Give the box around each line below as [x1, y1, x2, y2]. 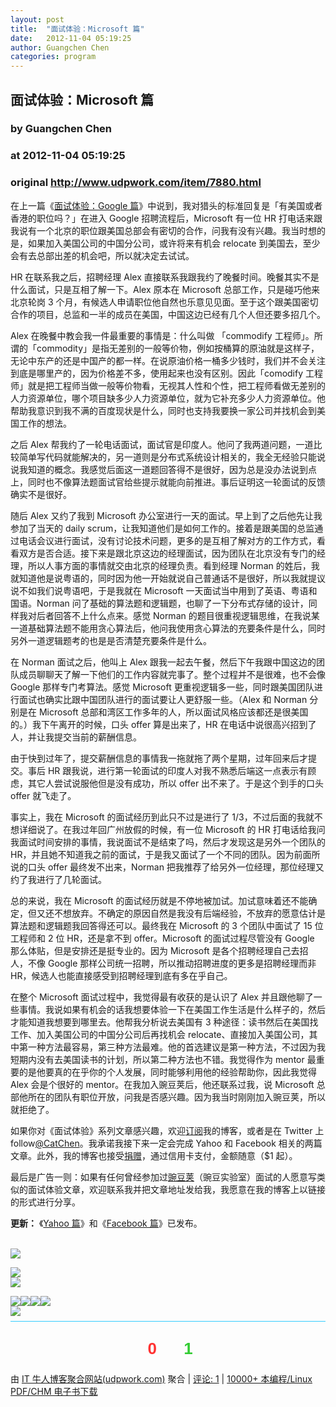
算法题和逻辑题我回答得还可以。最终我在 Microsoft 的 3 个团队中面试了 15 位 [10, 919, 324, 931]
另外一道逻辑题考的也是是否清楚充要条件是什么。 [10, 634, 212, 646]
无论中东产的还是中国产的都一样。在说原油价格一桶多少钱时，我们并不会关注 [10, 354, 326, 366]
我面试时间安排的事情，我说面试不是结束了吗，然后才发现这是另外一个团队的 [10, 836, 326, 848]
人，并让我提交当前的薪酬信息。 [10, 731, 142, 743]
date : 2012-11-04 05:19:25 [10, 33, 132, 43]
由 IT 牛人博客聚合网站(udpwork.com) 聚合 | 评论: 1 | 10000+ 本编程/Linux [10, 1372, 313, 1385]
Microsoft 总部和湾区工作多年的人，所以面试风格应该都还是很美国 [38, 706, 309, 718]
